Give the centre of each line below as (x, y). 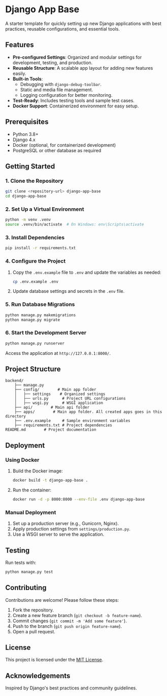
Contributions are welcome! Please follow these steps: (62, 600)
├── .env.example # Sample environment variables (72, 421)
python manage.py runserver (35, 343)
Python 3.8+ (26, 134)
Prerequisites (27, 122)
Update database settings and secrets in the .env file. (69, 291)
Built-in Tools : (28, 79)
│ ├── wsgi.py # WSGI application (59, 403)
